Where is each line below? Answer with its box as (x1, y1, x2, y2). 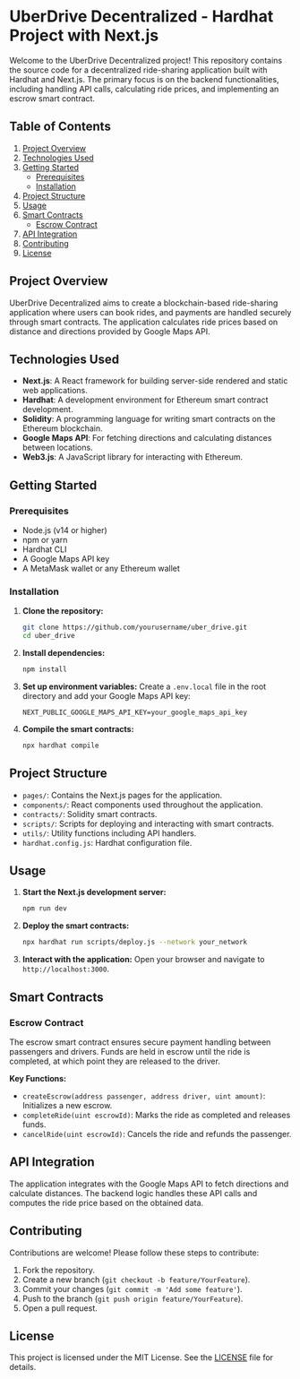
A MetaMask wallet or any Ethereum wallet (21, 563, 181, 574)
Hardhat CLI (21, 544, 67, 555)
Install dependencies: (21, 648, 106, 659)
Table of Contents (9, 119, 112, 134)
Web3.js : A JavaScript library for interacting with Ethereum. (21, 452, 244, 462)
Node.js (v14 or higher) (21, 525, 107, 536)
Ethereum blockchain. (21, 423, 103, 434)
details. (9, 1362, 37, 1373)
